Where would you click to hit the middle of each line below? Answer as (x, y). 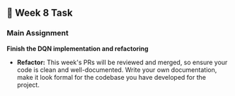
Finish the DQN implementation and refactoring (78, 48)
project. (28, 85)
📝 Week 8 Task (40, 13)
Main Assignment (38, 33)
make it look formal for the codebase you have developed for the (111, 77)
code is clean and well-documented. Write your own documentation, (117, 70)
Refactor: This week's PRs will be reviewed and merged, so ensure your (122, 62)
